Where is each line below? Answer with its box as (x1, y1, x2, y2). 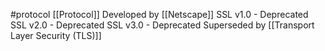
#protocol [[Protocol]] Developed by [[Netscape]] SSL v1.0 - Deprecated (10, 9, 309, 20)
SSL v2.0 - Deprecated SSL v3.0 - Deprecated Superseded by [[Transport (10, 19, 315, 31)
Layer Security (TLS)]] (10, 30, 102, 41)
